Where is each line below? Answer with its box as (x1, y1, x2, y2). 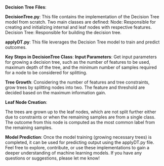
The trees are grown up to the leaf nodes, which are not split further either (5, 109, 157, 115)
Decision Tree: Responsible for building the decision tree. (5, 30, 122, 35)
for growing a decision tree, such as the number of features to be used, (5, 59, 151, 65)
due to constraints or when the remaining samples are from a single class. (5, 114, 156, 120)
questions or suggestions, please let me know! (5, 155, 100, 161)
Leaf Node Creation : (5, 99, 47, 105)
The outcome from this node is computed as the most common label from (5, 120, 155, 125)
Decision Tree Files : (5, 4, 47, 10)
